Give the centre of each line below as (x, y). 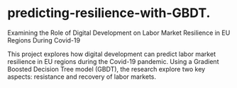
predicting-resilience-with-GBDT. (109, 13)
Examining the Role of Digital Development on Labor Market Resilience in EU (119, 33)
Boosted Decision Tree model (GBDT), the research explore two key (106, 69)
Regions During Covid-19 (44, 40)
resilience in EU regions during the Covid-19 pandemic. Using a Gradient (113, 61)
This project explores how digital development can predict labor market (112, 54)
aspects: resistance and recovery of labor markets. (82, 77)
